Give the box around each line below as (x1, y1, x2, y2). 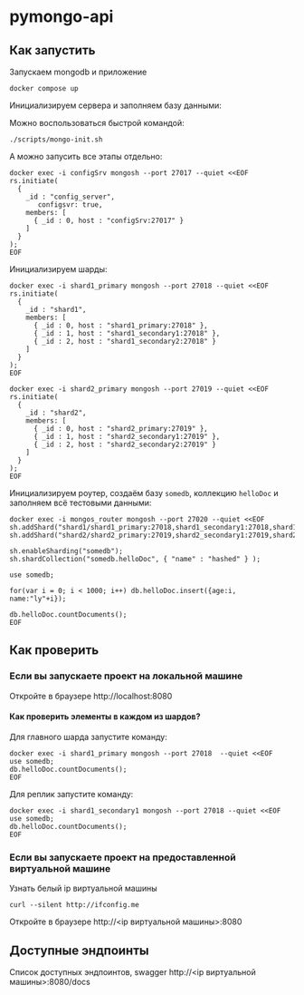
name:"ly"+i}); (9, 594, 67, 603)
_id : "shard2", (25, 408, 88, 417)
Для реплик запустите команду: (9, 788, 134, 799)
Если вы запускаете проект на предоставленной (9, 851, 237, 863)
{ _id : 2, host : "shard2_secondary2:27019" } (33, 440, 217, 449)
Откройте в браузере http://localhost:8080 (9, 690, 173, 701)
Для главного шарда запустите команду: (9, 731, 167, 742)
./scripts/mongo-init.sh (9, 135, 103, 144)
